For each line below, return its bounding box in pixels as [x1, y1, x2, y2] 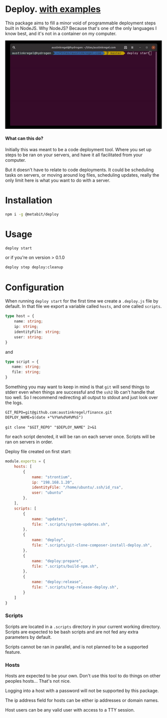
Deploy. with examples [5, 3, 101, 15]
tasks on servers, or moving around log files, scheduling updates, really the [5, 172, 160, 178]
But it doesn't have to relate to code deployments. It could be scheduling [5, 167, 154, 173]
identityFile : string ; [14, 329, 61, 334]
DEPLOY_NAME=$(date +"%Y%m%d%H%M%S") [5, 415, 83, 420]
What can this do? [5, 135, 44, 141]
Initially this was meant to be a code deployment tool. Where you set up [5, 146, 152, 152]
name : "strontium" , [31, 474, 72, 480]
